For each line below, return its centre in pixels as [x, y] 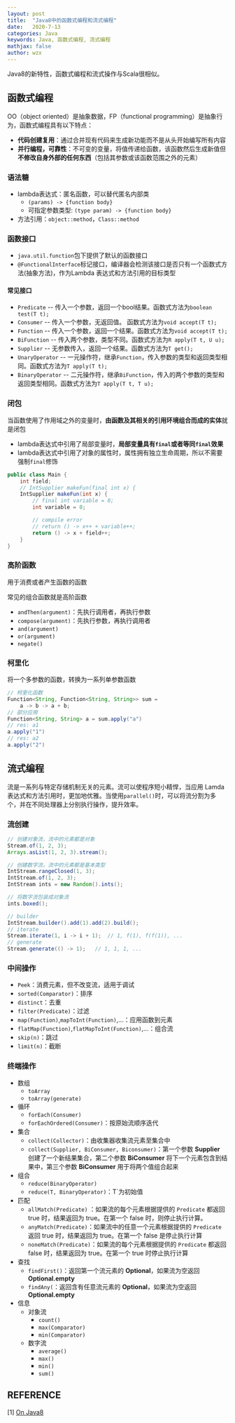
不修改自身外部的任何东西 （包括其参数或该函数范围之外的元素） [109, 157]
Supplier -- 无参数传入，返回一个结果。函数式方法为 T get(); [105, 349]
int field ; [36, 481]
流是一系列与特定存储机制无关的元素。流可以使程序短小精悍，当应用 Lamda [116, 787]
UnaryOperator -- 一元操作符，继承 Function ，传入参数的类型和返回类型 [119, 357]
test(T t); [33, 314]
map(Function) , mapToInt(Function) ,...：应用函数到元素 [95, 1020]
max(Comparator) [62, 1328]
